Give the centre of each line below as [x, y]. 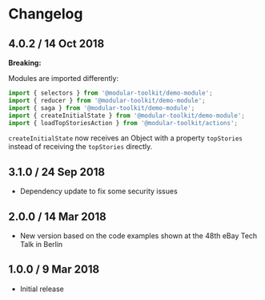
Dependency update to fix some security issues [98, 191]
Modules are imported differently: [63, 78]
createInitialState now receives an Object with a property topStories [125, 138]
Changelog [46, 14]
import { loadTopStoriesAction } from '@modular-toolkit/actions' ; [123, 123]
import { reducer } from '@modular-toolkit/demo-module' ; [107, 100]
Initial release [42, 289]
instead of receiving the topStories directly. [80, 147]
